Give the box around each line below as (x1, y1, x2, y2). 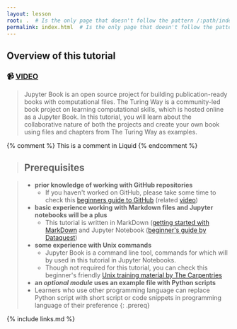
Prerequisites (23, 162, 85, 174)
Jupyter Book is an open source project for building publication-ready (23, 90, 228, 99)
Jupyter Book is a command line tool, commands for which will (45, 248, 228, 257)
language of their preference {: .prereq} (34, 301, 150, 309)
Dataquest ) (45, 233, 78, 241)
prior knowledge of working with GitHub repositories (34, 180, 193, 189)
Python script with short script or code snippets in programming (34, 293, 222, 301)
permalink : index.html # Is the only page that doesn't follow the (6, 23, 213, 30)
